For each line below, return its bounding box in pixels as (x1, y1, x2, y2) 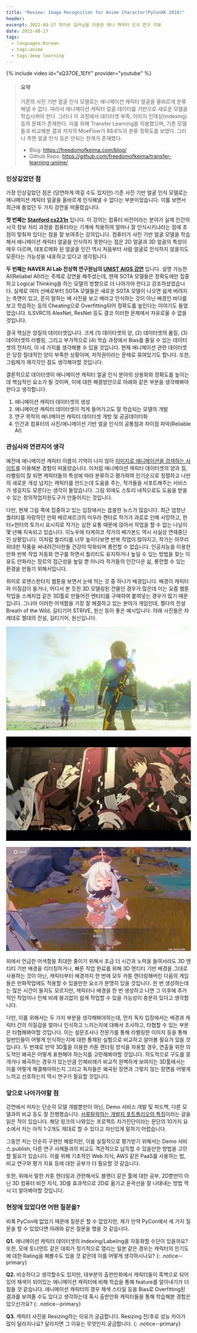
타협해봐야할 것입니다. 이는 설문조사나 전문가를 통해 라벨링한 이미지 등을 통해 (12, 1029, 188, 1036)
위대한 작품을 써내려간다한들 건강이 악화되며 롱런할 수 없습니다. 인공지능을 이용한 (6, 543, 191, 550)
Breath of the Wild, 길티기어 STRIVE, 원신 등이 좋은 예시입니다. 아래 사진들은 (6, 607, 183, 614)
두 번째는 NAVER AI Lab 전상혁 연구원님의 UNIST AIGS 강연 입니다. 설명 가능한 (6, 265, 188, 272)
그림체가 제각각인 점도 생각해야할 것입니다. (6, 359, 104, 366)
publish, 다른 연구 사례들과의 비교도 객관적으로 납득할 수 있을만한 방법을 (12, 1145, 177, 1152)
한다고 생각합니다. (6, 386, 47, 393)
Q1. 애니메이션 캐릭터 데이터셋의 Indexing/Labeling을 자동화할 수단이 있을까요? (6, 1237, 188, 1244)
